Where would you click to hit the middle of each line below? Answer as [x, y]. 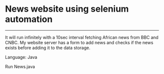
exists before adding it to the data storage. [48, 48]
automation [29, 19]
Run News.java [20, 66]
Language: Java [21, 57]
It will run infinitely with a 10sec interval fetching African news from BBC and [82, 37]
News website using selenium [67, 9]
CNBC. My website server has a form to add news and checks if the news [79, 42]
